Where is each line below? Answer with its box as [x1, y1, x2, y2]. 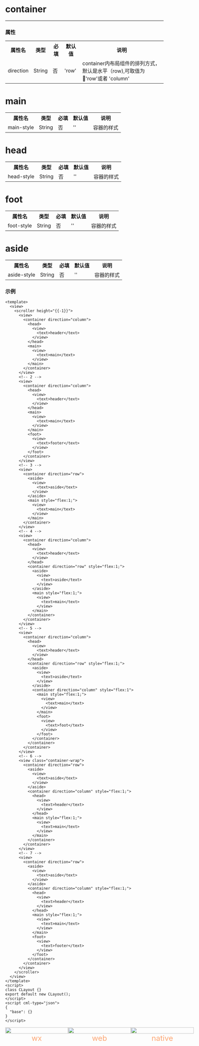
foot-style [8, 222, 32, 229]
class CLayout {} [5, 988, 42, 993]
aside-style [8, 271, 36, 278]
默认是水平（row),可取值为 [82, 68, 145, 75]
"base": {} [10, 1009, 33, 1015]
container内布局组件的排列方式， [82, 60, 160, 67]
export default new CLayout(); [5, 992, 71, 997]
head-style [8, 173, 35, 180]
